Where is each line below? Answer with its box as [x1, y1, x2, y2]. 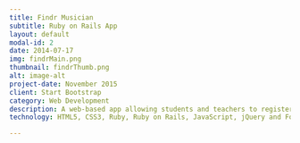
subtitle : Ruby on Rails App [9, 21, 118, 30]
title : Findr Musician [9, 13, 94, 22]
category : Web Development [9, 96, 110, 105]
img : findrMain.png [9, 55, 82, 63]
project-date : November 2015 [9, 80, 118, 88]
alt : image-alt [9, 71, 66, 80]
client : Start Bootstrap [9, 88, 102, 97]
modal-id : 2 [9, 38, 54, 47]
